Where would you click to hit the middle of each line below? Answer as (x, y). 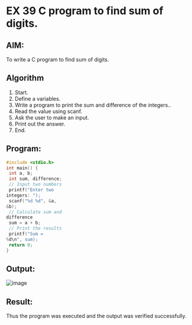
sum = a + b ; (25, 223)
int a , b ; (21, 173)
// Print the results (35, 229)
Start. (21, 92)
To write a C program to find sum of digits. (58, 59)
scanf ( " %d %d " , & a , (33, 201)
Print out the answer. (40, 124)
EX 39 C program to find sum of (85, 11)
